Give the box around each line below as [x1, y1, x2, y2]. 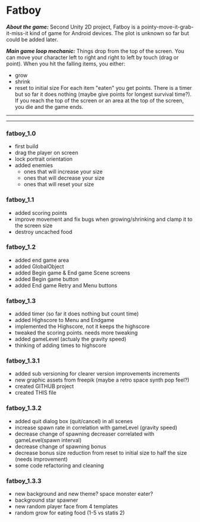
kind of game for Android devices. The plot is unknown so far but [29, 29, 189, 36]
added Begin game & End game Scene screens [14, 269, 130, 276]
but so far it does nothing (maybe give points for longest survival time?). [14, 90, 192, 98]
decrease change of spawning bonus [14, 443, 107, 450]
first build [14, 143, 39, 150]
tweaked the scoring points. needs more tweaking [14, 329, 138, 336]
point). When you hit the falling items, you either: [6, 60, 126, 67]
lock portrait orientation [14, 155, 73, 162]
